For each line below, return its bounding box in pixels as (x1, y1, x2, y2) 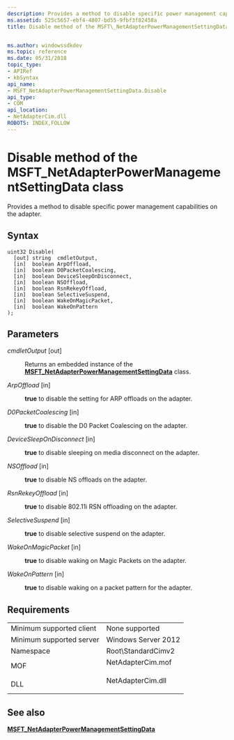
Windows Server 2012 (106, 635, 181, 645)
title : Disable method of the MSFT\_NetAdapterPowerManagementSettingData (7, 23, 229, 30)
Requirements (7, 603, 70, 615)
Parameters (7, 328, 59, 340)
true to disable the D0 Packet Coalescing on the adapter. (24, 422, 188, 430)
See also (7, 707, 45, 718)
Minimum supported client (10, 624, 97, 633)
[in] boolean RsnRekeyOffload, (13, 285, 108, 292)
